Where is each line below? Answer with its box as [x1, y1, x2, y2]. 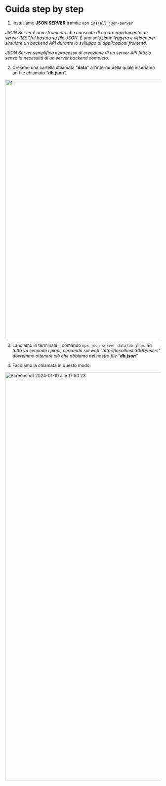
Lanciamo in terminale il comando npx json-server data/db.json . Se [12, 342, 152, 348]
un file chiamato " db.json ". [12, 69, 67, 75]
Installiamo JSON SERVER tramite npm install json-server [12, 20, 133, 26]
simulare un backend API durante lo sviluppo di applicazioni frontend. [5, 40, 147, 46]
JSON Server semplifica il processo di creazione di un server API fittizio [5, 50, 152, 56]
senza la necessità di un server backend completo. [5, 55, 110, 60]
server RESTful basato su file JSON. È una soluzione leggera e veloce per [5, 35, 156, 41]
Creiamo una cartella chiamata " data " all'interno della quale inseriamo [12, 64, 155, 70]
